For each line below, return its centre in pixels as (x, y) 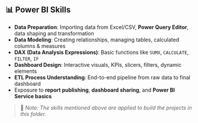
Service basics (33, 96)
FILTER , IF (26, 59)
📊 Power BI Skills (38, 10)
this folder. (33, 114)
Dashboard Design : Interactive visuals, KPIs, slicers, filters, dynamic (98, 64)
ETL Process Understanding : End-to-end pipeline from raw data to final (102, 77)
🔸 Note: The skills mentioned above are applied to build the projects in (106, 108)
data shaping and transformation (54, 33)
